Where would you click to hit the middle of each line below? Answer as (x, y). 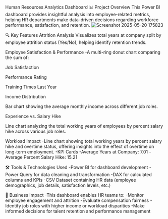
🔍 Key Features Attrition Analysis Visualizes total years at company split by (83, 35)
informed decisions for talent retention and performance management (78, 211)
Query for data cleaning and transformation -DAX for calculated (86, 175)
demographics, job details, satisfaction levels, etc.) (58, 185)
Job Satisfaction (22, 67)
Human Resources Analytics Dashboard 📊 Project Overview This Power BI (83, 7)
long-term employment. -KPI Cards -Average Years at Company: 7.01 (77, 152)
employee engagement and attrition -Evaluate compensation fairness (77, 200)
